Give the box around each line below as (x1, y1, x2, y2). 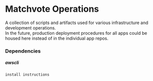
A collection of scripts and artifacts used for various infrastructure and (5, 20, 149, 26)
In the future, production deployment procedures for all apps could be (5, 30, 147, 36)
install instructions (5, 72, 50, 77)
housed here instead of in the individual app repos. (5, 35, 109, 41)
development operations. (5, 25, 56, 30)
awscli (5, 60, 19, 66)
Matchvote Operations (5, 3, 99, 15)
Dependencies (5, 48, 41, 54)
